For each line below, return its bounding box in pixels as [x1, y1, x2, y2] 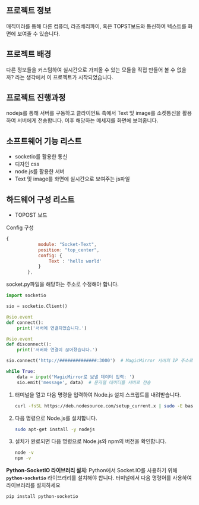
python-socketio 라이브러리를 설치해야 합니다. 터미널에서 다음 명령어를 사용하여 [6, 474, 192, 481]
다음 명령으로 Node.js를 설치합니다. [14, 414, 97, 422]
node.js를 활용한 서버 [14, 168, 65, 175]
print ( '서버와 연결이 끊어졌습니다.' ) [17, 347, 98, 353]
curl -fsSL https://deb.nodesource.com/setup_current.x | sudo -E [14, 403, 183, 409]
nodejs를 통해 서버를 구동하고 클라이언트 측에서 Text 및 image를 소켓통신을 [6, 110, 181, 117]
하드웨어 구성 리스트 [6, 194, 75, 204]
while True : [6, 369, 36, 375]
